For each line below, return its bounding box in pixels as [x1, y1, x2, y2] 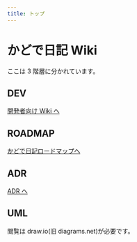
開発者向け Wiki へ [7, 107, 61, 115]
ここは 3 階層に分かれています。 [7, 67, 99, 75]
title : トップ [7, 10, 45, 17]
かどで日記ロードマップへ [7, 147, 81, 156]
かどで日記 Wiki [7, 43, 97, 58]
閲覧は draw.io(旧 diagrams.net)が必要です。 [7, 227, 134, 235]
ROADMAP [7, 127, 55, 139]
